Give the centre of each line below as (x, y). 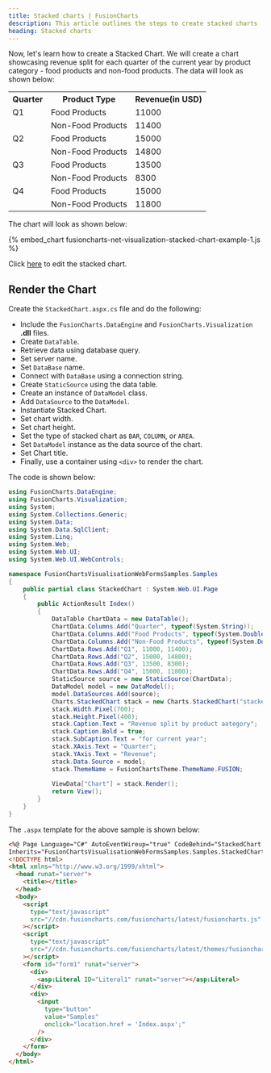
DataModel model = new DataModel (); (113, 687)
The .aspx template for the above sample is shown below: (104, 829)
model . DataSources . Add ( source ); (106, 694)
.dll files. (35, 333)
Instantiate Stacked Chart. (63, 410)
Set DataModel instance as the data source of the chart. (111, 445)
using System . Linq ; (41, 537)
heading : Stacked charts (50, 31)
